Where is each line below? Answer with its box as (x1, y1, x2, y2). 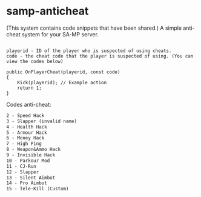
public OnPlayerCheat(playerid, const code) (6, 68, 120, 75)
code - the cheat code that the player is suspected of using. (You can (6, 53, 194, 59)
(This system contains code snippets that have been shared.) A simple (6, 24, 182, 32)
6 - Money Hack (6, 135, 45, 141)
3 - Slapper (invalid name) (6, 118, 77, 124)
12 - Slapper (6, 169, 39, 175)
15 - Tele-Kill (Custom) (6, 186, 69, 192)
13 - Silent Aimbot (6, 175, 56, 181)
